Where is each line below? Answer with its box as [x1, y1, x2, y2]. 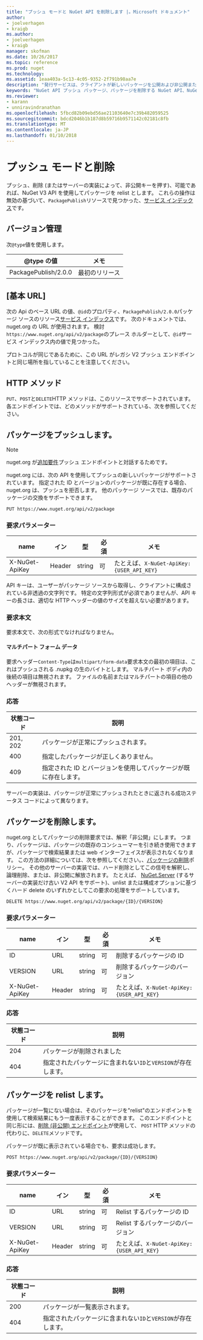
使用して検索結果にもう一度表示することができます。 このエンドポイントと [6, 1115, 192, 1122]
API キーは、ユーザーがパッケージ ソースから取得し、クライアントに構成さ [6, 581, 192, 589]
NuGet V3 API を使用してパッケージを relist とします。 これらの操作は [22, 189, 196, 196]
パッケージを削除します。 [6, 817, 101, 827]
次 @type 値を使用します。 [6, 241, 68, 248]
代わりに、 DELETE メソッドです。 [6, 1130, 86, 1137]
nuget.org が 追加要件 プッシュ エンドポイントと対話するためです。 [6, 459, 171, 466]
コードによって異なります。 [23, 797, 92, 804]
